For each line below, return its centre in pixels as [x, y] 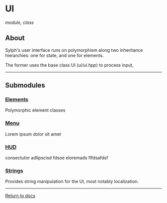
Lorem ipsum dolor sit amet [33, 134]
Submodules [25, 85]
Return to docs [20, 196]
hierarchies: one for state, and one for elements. [54, 55]
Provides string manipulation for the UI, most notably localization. [72, 182]
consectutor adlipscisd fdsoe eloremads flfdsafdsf [57, 158]
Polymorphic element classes [35, 110]
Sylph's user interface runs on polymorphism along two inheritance [74, 50]
